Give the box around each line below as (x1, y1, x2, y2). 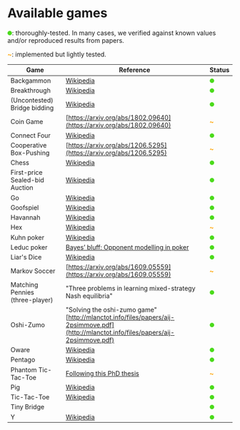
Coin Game (10, 117, 44, 126)
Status (209, 66, 230, 74)
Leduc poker (10, 242, 48, 251)
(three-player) (10, 295, 54, 304)
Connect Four (10, 130, 51, 140)
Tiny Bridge (10, 403, 45, 411)
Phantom (10, 365, 37, 374)
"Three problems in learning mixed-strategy (65, 284, 196, 293)
